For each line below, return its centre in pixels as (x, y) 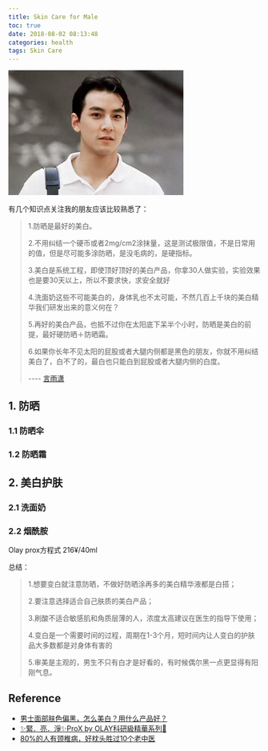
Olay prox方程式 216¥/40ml (53, 550)
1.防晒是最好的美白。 (62, 225)
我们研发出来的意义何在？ (77, 307)
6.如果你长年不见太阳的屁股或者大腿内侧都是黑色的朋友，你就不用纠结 (143, 351)
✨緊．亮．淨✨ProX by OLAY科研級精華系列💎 (93, 729)
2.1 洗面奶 (27, 508)
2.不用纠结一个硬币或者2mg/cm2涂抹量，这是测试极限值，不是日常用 (142, 243)
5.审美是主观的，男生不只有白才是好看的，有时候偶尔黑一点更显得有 (140, 663)
